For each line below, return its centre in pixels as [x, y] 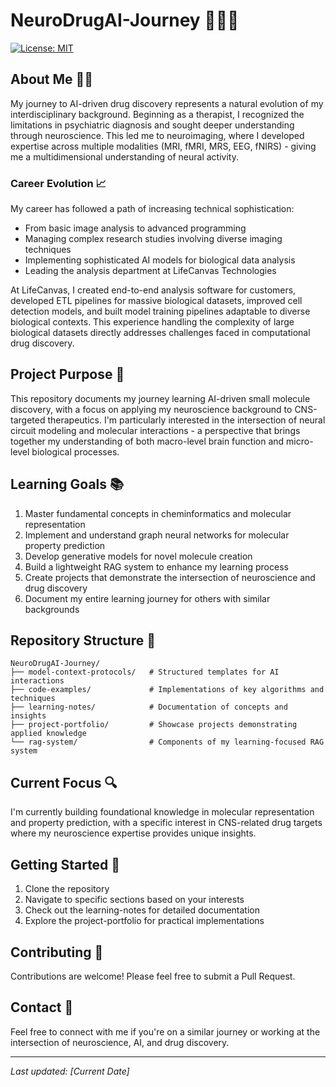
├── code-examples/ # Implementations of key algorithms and [167, 690]
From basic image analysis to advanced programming [135, 228]
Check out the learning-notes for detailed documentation [142, 910]
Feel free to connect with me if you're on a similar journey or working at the [165, 1031]
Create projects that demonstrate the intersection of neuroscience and [170, 577]
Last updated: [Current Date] [70, 1071]
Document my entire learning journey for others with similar [147, 598]
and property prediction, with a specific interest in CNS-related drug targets [166, 823]
